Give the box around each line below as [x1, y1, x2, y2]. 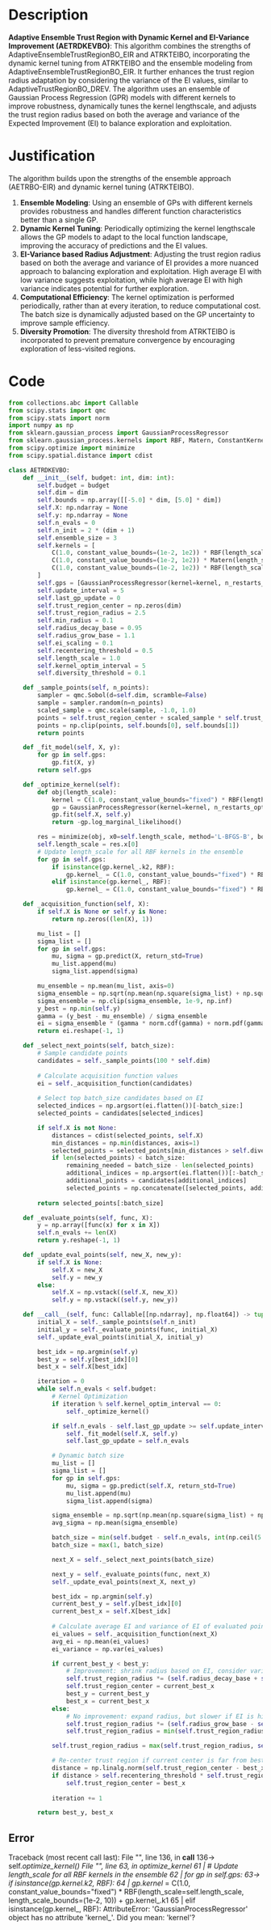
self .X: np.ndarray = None [37, 504, 128, 512]
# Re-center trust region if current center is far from [51, 1757, 248, 1765]
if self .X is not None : [37, 1124, 117, 1132]
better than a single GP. [19, 214, 98, 224]
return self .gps [37, 766, 92, 774]
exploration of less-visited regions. [19, 344, 136, 353]
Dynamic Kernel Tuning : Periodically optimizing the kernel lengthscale [19, 223, 256, 233]
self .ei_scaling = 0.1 [37, 639, 114, 647]
